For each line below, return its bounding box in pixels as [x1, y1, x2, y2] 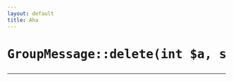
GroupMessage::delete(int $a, [7, 46, 213, 62]
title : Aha [7, 17, 39, 24]
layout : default [7, 10, 54, 17]
